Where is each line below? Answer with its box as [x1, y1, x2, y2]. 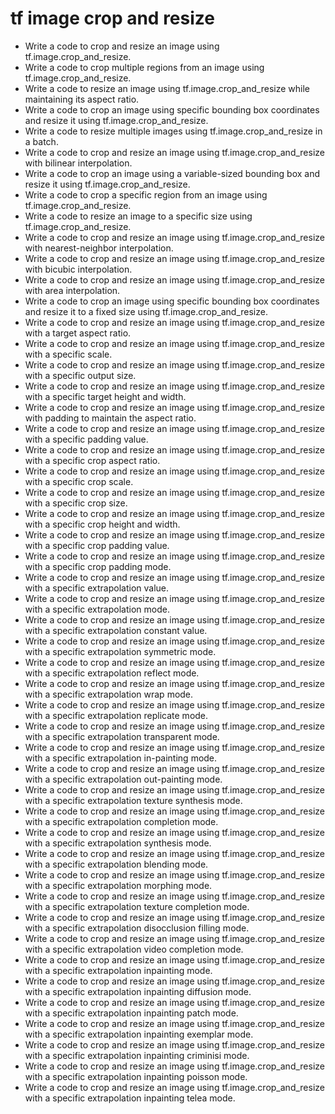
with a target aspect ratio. [24, 327, 132, 339]
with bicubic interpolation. [24, 263, 133, 275]
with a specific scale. [24, 348, 113, 360]
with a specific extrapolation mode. [24, 603, 170, 615]
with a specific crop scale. [24, 475, 134, 487]
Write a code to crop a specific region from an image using [24, 188, 268, 201]
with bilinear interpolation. [24, 157, 133, 169]
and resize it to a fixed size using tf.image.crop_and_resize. [24, 305, 268, 317]
